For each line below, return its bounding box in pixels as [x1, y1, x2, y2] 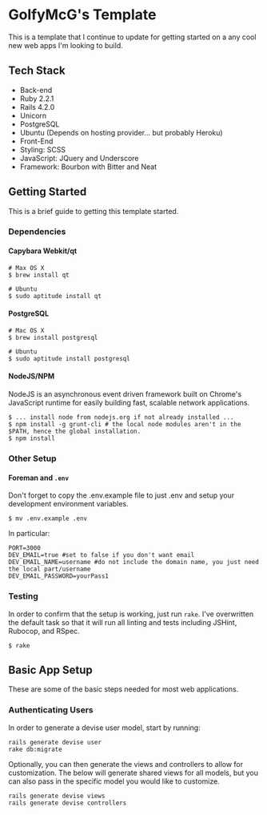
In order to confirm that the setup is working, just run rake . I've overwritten [8, 609, 254, 619]
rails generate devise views [8, 792, 106, 800]
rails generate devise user [8, 738, 102, 746]
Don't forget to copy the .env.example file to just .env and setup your [8, 490, 234, 500]
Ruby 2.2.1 [19, 94, 54, 103]
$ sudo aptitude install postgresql [8, 354, 130, 362]
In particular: [8, 529, 50, 539]
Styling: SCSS [19, 144, 66, 154]
